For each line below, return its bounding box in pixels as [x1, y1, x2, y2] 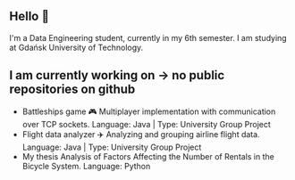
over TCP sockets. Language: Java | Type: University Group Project [21, 119, 271, 129]
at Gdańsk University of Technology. [9, 42, 144, 53]
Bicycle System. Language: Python [21, 160, 151, 171]
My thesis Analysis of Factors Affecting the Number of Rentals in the [21, 151, 274, 161]
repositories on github [9, 82, 136, 97]
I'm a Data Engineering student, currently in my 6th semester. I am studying [9, 32, 288, 43]
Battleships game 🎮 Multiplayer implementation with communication [21, 106, 276, 117]
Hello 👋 [9, 9, 50, 24]
